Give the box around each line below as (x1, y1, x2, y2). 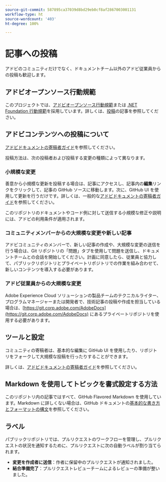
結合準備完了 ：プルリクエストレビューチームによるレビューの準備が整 (12, 466, 156, 472)
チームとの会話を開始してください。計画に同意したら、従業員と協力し (13, 254, 157, 260)
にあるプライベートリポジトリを (89, 311, 155, 317)
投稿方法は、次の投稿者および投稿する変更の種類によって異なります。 (5, 155, 148, 161)
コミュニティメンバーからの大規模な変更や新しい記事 (5, 230, 132, 237)
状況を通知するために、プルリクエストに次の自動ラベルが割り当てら (22, 442, 162, 449)
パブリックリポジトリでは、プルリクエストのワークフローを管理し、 (5, 436, 144, 442)
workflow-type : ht (5, 12, 43, 17)
